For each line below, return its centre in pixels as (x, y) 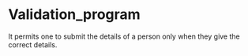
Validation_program (74, 15)
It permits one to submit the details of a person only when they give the (124, 36)
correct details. (33, 44)
